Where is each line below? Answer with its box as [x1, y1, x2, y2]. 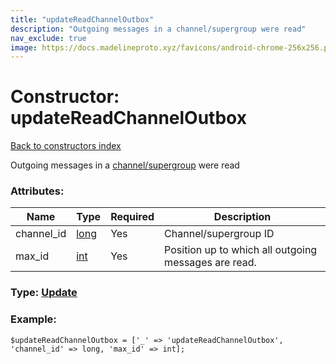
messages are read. [164, 256, 257, 270]
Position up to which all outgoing [164, 243, 318, 257]
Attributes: [10, 184, 65, 198]
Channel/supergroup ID [164, 227, 275, 241]
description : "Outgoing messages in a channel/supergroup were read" [10, 24, 307, 34]
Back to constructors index [10, 140, 122, 152]
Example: [10, 312, 57, 326]
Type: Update [10, 286, 78, 300]
